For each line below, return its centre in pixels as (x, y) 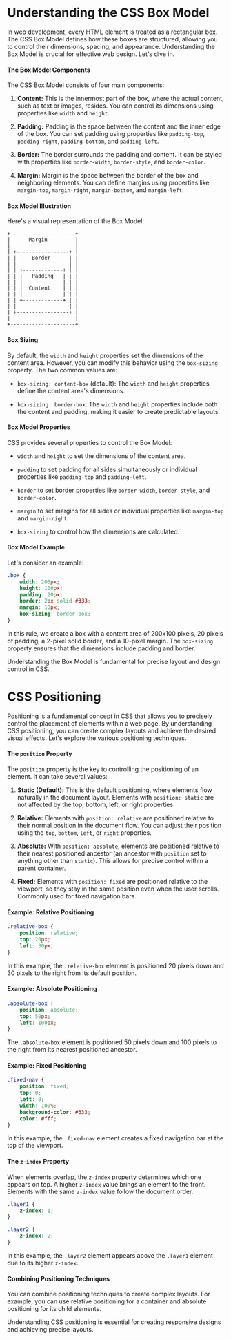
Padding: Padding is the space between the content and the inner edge (119, 126)
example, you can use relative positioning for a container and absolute (107, 1301)
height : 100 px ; (41, 588)
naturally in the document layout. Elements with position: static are (115, 798)
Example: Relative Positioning (51, 912)
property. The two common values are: (62, 370)
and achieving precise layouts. (50, 1330)
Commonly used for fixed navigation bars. (77, 896)
